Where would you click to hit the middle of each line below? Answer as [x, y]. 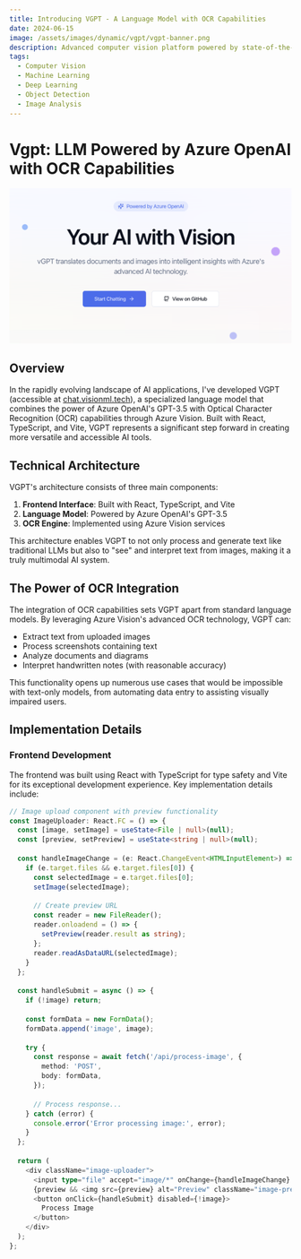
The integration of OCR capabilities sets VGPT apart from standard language [150, 609]
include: [24, 794]
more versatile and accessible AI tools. [81, 437]
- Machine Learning [54, 76]
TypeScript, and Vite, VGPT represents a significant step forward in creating [149, 428]
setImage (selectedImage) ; [81, 887]
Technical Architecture [75, 466]
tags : [19, 57]
